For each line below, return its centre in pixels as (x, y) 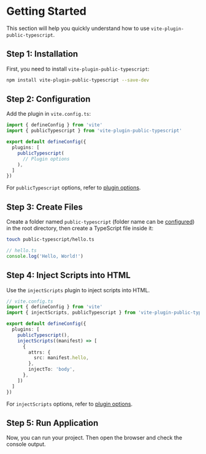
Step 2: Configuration (48, 99)
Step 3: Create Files (44, 207)
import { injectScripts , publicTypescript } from (71, 313)
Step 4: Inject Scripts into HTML (68, 275)
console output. (26, 444)
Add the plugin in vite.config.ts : (49, 114)
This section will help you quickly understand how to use (78, 28)
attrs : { (40, 352)
